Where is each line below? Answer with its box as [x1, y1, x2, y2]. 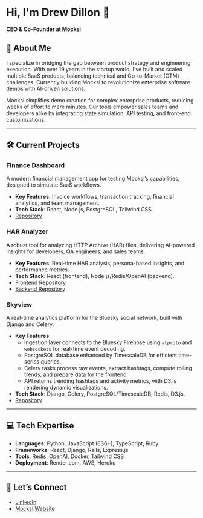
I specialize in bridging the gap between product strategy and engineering [6, 59, 191, 66]
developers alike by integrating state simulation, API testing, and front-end [6, 109, 192, 117]
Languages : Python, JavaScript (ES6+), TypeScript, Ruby [14, 439, 159, 447]
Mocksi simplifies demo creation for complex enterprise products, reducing [6, 96, 194, 104]
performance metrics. [14, 266, 69, 273]
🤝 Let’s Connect [6, 482, 67, 493]
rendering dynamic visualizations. [24, 384, 108, 391]
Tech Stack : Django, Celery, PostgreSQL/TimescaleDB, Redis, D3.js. [14, 390, 185, 397]
